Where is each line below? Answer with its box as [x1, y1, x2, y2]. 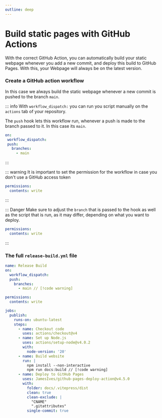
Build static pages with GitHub [5, 28, 131, 39]
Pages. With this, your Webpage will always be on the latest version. [5, 65, 142, 71]
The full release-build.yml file [5, 252, 77, 259]
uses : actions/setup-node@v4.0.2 [22, 340, 91, 345]
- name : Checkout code [18, 326, 64, 331]
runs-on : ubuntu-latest [14, 317, 62, 322]
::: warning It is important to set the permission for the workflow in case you [5, 169, 157, 175]
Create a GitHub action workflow [5, 77, 84, 84]
